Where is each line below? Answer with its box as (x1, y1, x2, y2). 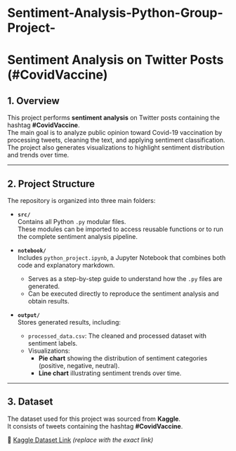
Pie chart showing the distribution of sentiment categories (38, 354, 208, 362)
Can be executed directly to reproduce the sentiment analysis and (27, 289, 219, 298)
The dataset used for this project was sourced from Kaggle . (7, 414, 181, 423)
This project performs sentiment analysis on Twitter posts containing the (7, 114, 220, 122)
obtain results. (27, 297, 70, 305)
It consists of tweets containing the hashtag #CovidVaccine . (7, 421, 183, 430)
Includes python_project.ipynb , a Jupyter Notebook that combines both (17, 254, 226, 261)
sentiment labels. (27, 339, 78, 347)
